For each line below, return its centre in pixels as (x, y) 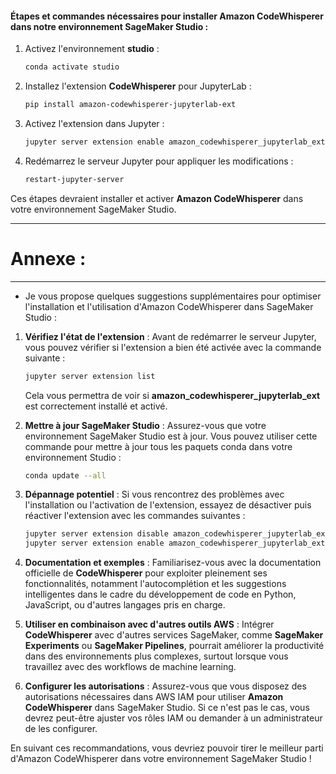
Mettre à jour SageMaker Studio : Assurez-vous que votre (145, 425)
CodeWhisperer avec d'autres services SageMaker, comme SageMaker (174, 635)
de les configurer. (61, 729)
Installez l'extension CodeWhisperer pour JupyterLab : (138, 86)
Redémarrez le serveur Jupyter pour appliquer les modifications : (159, 161)
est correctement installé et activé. (96, 406)
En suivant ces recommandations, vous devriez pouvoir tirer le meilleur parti (167, 748)
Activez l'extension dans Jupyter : (94, 123)
